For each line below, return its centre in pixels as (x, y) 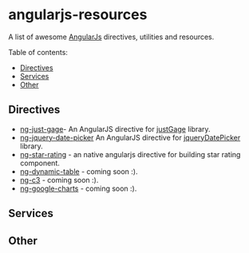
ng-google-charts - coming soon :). (78, 188)
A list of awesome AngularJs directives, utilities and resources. (111, 37)
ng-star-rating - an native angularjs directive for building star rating (130, 154)
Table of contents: (38, 52)
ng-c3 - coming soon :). (59, 180)
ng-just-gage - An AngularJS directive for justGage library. (115, 128)
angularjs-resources (78, 15)
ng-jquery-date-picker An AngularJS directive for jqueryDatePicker (130, 137)
